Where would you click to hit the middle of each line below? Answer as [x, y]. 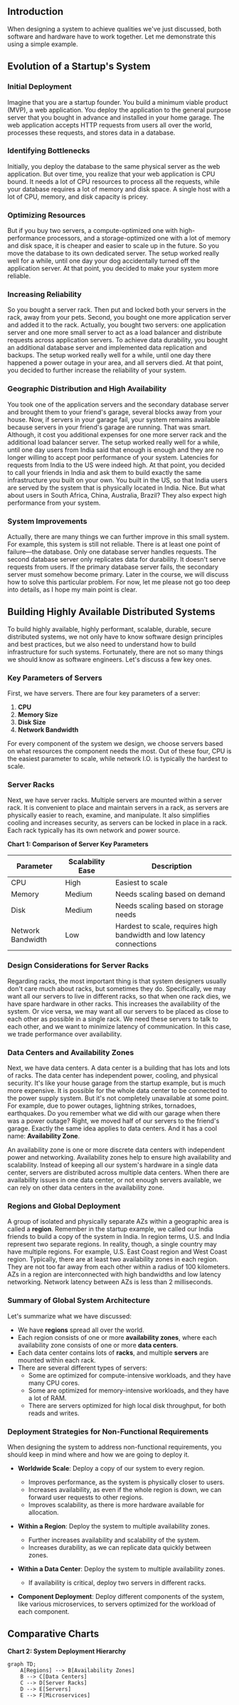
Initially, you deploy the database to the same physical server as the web [114, 166]
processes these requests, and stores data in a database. [91, 132]
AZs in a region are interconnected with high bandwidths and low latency [115, 1274]
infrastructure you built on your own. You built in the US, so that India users [117, 480]
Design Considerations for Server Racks [78, 965]
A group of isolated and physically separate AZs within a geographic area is [118, 1222]
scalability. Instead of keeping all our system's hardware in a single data [113, 1165]
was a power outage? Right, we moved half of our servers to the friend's [113, 1121]
